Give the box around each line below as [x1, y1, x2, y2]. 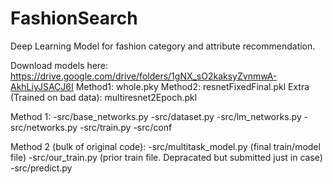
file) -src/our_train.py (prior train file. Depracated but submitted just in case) [10, 151, 323, 163]
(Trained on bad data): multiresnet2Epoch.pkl [10, 91, 198, 103]
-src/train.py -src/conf [79, 121, 173, 133]
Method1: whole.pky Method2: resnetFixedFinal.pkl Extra [75, 80, 310, 92]
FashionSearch [10, 7, 138, 30]
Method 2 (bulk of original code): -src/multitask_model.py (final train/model [10, 140, 321, 152]
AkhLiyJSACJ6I [10, 80, 74, 92]
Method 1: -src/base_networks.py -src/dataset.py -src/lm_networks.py [10, 110, 302, 122]
